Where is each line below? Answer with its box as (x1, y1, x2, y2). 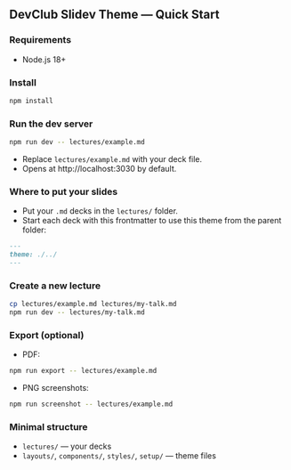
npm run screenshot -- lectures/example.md (9, 400, 174, 409)
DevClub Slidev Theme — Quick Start (9, 7, 220, 22)
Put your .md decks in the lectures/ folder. (21, 206, 178, 216)
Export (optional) (9, 328, 85, 341)
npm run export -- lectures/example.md (9, 367, 158, 376)
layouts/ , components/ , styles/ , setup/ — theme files (21, 450, 216, 461)
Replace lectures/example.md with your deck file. (21, 154, 203, 165)
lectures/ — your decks (21, 441, 112, 452)
